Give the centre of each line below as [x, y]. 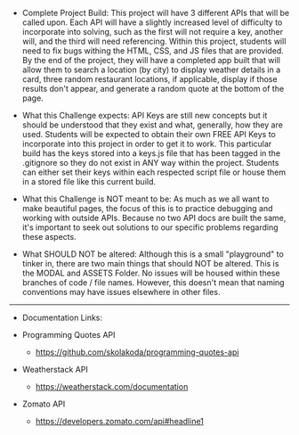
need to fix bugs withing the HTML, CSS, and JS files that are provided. [153, 51]
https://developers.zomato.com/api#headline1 [120, 421]
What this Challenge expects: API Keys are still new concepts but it [145, 115]
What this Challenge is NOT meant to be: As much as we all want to [145, 199]
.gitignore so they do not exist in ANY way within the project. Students [150, 163]
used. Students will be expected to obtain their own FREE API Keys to [149, 134]
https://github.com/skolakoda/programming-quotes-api [137, 352]
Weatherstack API [55, 369]
